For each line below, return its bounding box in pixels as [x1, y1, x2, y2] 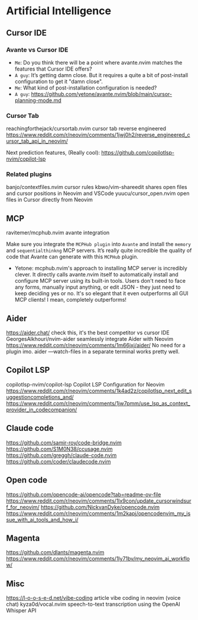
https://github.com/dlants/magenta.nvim [6, 549, 105, 556]
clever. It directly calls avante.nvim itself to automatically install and [14, 271, 178, 278]
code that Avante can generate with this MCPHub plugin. [6, 253, 139, 260]
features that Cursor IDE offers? [14, 65, 93, 72]
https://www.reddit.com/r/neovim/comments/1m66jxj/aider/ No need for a [6, 342, 186, 349]
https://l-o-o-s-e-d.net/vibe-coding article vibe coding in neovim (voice [6, 595, 181, 602]
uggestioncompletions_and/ [6, 393, 74, 401]
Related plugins [6, 170, 52, 178]
